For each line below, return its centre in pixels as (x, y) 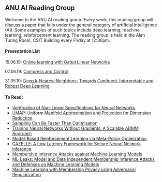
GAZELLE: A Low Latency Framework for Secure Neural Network (76, 144)
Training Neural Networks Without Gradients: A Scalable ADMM (75, 128)
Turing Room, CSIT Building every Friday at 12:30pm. (58, 40)
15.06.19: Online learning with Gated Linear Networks (58, 62)
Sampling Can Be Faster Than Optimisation (55, 123)
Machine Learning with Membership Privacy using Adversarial (74, 169)
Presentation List (22, 51)
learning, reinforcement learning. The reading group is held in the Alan (75, 35)
